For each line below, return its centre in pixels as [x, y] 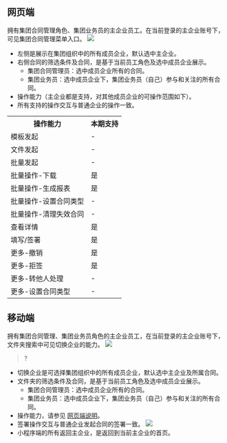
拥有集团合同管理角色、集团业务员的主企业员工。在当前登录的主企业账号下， [116, 30]
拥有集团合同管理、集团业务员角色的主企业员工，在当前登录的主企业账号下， [116, 336]
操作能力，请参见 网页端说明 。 [60, 415]
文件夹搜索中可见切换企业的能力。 [55, 344]
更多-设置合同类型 [41, 291]
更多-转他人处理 [37, 279]
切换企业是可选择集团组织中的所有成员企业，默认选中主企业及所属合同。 [119, 372]
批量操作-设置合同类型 [47, 201]
